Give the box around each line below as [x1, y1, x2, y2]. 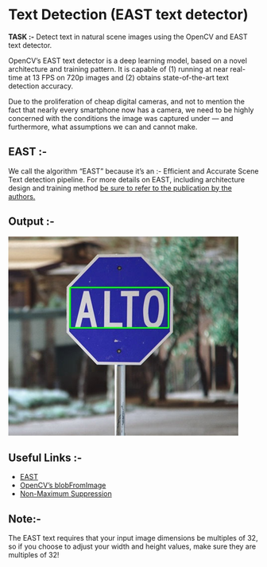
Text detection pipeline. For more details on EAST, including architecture [8, 174, 245, 184]
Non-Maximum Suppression [19, 489, 113, 499]
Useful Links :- [8, 451, 83, 464]
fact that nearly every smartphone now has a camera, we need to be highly [8, 105, 254, 115]
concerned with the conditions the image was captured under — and [8, 113, 234, 123]
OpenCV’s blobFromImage [19, 480, 106, 491]
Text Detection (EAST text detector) [8, 6, 249, 24]
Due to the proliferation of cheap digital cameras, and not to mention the [8, 96, 245, 106]
